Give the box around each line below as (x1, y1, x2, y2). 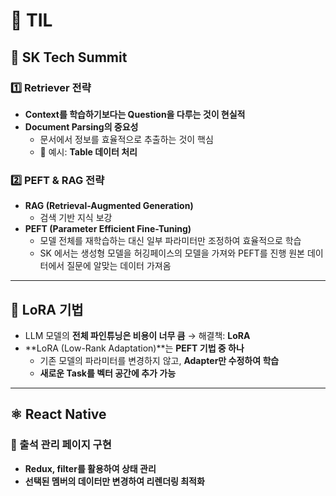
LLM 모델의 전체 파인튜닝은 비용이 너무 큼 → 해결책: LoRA (24, 329, 251, 341)
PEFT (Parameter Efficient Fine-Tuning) (24, 223, 192, 235)
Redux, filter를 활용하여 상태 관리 (24, 462, 157, 474)
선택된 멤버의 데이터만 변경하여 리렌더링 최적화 (24, 475, 205, 487)
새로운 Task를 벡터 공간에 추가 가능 (39, 367, 177, 379)
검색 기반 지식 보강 (39, 212, 113, 224)
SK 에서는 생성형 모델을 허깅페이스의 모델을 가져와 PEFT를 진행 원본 (39, 247, 305, 259)
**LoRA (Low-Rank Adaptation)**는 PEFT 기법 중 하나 (24, 342, 245, 354)
